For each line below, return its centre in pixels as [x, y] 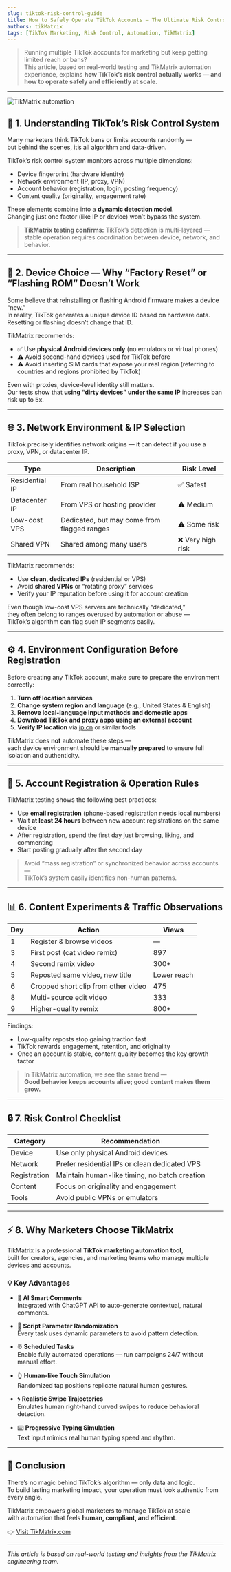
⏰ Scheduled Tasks [45, 1347]
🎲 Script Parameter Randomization [67, 1326]
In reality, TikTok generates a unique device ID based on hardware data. [109, 315]
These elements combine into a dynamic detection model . [90, 209]
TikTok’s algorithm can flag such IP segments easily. [81, 621]
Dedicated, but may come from [111, 520]
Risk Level [199, 469]
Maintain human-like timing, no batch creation [131, 1175]
